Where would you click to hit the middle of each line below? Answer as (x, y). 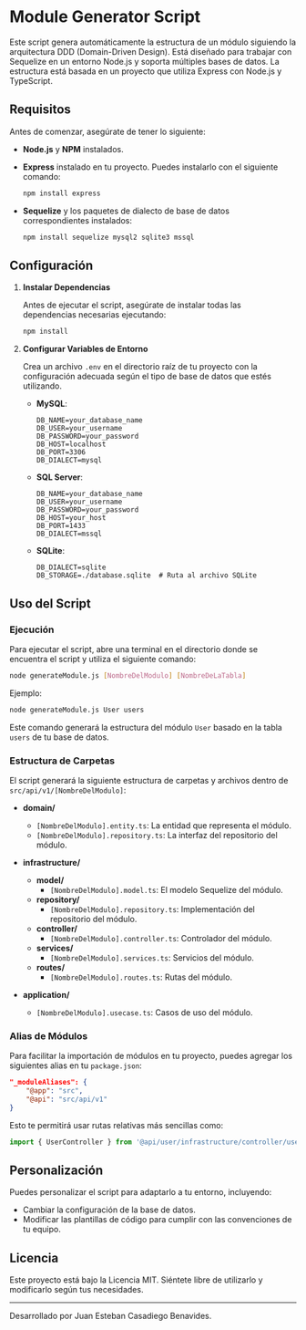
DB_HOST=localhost (71, 444)
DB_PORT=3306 (61, 452)
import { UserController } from (71, 1142)
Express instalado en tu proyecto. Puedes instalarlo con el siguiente (150, 167)
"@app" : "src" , (55, 1091)
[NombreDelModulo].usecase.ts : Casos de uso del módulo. (144, 1012)
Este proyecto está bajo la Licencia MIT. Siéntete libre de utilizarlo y (136, 1280)
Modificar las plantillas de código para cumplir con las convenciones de (157, 1220)
